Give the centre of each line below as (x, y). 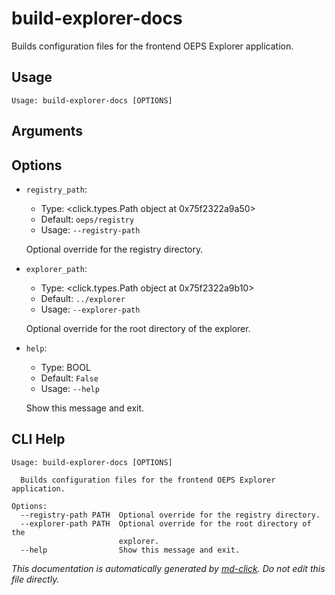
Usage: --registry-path (90, 229)
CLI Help (38, 439)
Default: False (69, 378)
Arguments (47, 131)
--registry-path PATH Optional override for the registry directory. (170, 515)
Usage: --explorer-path (90, 309)
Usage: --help (70, 388)
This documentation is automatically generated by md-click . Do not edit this (168, 568)
